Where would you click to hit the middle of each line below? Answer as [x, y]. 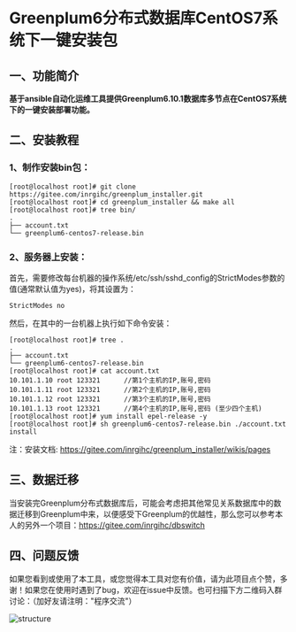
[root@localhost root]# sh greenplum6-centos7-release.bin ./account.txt [148, 424]
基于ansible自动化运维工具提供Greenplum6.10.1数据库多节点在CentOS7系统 [148, 99]
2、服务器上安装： [49, 257]
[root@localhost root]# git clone [73, 187]
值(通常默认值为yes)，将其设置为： [73, 289]
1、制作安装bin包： [50, 167]
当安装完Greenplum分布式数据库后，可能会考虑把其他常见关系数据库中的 [141, 503]
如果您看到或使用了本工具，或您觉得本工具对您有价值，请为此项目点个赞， [144, 578]
